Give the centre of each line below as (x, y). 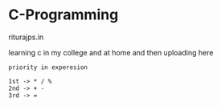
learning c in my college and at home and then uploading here (111, 52)
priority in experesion (48, 67)
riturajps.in (26, 37)
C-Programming (63, 15)
